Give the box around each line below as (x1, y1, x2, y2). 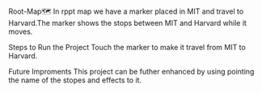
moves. (8, 27, 33, 36)
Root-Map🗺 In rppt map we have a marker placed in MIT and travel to (8, 6, 244, 16)
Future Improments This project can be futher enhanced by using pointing (8, 67, 255, 76)
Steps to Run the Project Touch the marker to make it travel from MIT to (8, 43, 247, 52)
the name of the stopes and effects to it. (8, 75, 142, 85)
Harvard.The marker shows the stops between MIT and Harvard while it (8, 19, 247, 27)
